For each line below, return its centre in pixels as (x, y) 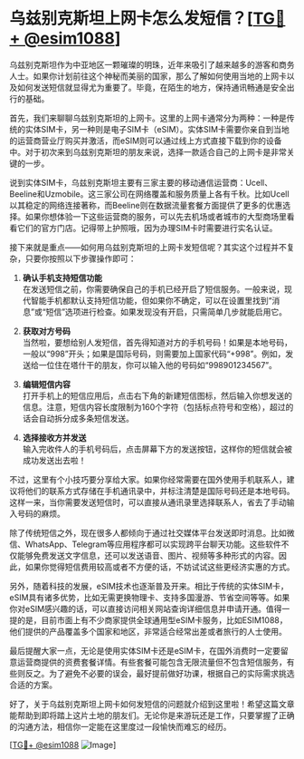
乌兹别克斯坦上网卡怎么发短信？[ (131, 19)
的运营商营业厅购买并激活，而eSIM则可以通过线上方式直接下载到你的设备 (146, 141)
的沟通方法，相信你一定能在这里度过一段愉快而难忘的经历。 (120, 726)
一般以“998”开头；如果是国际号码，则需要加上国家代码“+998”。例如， (154, 354)
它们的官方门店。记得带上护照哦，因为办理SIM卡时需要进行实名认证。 (147, 228)
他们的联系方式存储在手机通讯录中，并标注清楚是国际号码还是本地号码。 (160, 491)
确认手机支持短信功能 (62, 277)
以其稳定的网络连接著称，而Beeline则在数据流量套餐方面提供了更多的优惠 (146, 205)
